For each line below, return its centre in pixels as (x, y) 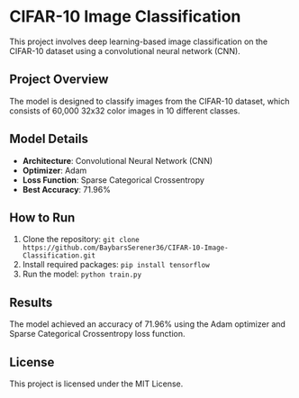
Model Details (49, 139)
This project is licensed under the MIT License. (96, 384)
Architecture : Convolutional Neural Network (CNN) (118, 160)
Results (31, 302)
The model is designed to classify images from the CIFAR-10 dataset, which (149, 101)
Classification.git (59, 256)
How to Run (42, 217)
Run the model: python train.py (82, 274)
